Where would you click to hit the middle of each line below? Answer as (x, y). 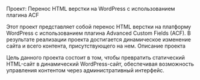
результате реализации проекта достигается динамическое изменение (99, 39)
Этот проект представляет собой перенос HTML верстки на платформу (99, 27)
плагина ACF (23, 15)
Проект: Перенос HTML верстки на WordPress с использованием (91, 9)
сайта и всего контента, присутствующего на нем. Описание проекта (96, 46)
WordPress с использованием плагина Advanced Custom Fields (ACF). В (98, 33)
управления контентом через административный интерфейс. (85, 70)
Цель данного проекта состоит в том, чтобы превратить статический (96, 57)
